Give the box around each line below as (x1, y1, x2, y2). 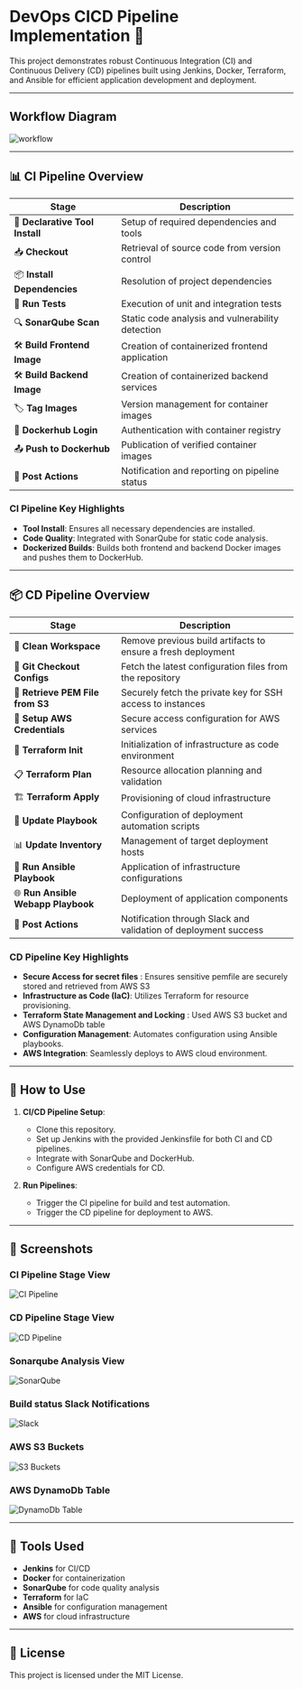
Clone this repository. (35, 1124, 116, 1135)
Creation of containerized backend (121, 370, 269, 383)
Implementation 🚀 (9, 25, 145, 46)
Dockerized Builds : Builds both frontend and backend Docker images (22, 542, 281, 552)
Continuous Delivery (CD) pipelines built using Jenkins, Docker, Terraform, (9, 65, 287, 76)
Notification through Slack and (120, 912, 250, 924)
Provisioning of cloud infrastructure (120, 792, 271, 804)
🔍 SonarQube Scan (14, 316, 100, 329)
